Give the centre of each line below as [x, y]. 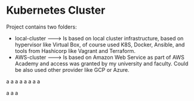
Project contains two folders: [41, 27]
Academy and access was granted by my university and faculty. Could [101, 64]
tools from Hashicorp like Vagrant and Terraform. [75, 50]
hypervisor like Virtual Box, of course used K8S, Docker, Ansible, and [100, 45]
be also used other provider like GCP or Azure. [72, 70]
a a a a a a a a [23, 81]
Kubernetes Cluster [56, 10]
